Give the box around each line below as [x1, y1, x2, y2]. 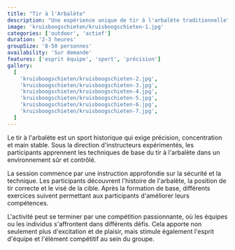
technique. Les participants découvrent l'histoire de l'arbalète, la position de [7, 176, 227, 185]
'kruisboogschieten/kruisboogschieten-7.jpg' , [20, 108, 158, 115]
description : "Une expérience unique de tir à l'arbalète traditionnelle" [7, 17, 230, 24]
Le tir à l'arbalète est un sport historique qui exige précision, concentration [7, 133, 222, 142]
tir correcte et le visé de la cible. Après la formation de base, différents [7, 184, 211, 192]
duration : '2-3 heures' [7, 36, 77, 43]
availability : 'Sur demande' [7, 50, 92, 57]
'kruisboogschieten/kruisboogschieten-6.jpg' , [20, 101, 158, 108]
